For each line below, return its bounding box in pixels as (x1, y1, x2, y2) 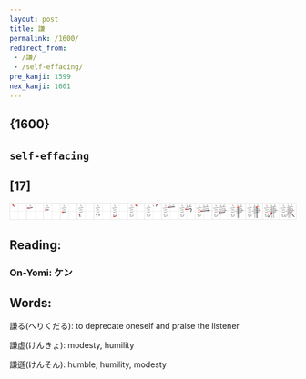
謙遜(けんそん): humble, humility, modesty (9, 359, 167, 370)
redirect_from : (9, 44, 67, 53)
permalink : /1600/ (9, 34, 79, 43)
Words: (9, 295, 52, 311)
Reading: (9, 237, 62, 254)
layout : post (9, 15, 59, 24)
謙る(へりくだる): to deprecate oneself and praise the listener (9, 321, 240, 331)
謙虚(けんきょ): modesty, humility (9, 340, 135, 350)
